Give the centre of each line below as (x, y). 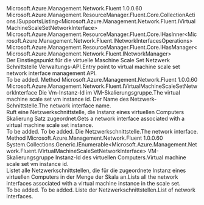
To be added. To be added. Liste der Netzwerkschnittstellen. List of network (101, 190)
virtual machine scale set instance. (50, 125)
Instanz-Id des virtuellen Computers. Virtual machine (121, 157)
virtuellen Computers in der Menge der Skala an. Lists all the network (92, 177)
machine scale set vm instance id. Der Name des (68, 99)
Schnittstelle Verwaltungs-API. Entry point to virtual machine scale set (93, 67)
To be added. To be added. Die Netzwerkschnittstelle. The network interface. (102, 131)
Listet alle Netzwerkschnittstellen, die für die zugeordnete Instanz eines (96, 170)
